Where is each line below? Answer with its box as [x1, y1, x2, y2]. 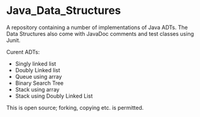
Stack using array [15, 85, 60, 93]
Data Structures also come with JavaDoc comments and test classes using [6, 30, 194, 37]
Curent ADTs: [6, 48, 40, 55]
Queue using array [15, 73, 62, 80]
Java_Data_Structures [6, 4, 121, 18]
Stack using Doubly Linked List [15, 92, 93, 99]
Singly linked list [15, 60, 57, 67]
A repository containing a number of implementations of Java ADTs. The [6, 24, 188, 31]
